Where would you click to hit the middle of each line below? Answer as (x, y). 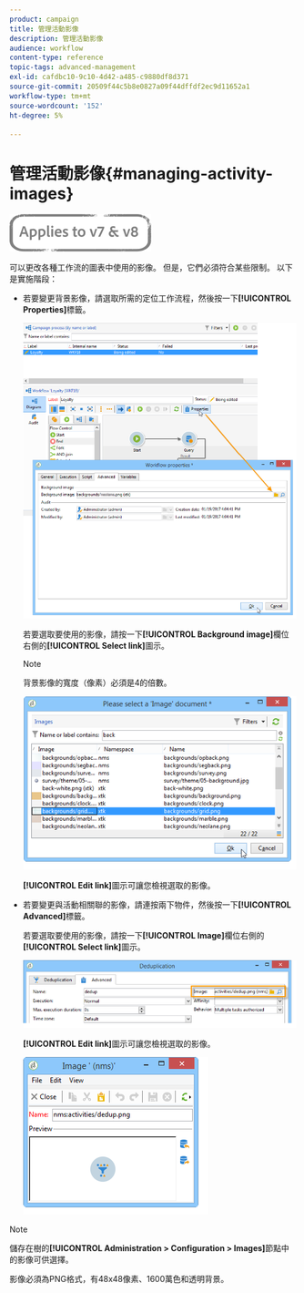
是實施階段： (33, 279)
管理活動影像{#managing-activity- (141, 174)
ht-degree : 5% (36, 115)
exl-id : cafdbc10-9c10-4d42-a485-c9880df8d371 (99, 77)
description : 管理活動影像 (56, 38)
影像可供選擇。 (45, 1260)
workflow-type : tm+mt (51, 96)
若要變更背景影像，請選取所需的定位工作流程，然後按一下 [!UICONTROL (157, 298)
